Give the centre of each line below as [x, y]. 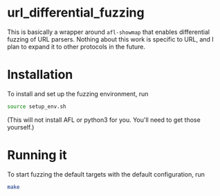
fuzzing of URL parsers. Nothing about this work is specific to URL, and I [111, 39]
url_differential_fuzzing [76, 13]
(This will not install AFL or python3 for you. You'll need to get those [104, 120]
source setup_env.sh [37, 106]
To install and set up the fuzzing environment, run [78, 93]
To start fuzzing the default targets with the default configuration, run [106, 174]
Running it [37, 155]
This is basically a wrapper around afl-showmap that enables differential [108, 32]
